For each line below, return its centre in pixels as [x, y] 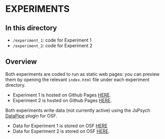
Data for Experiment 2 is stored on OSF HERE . [61, 131]
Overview [21, 62]
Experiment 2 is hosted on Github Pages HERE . [62, 100]
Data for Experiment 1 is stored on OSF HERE [60, 126]
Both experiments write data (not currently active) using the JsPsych [78, 110]
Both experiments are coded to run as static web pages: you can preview [82, 74]
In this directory [31, 28]
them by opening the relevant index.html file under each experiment [77, 80]
